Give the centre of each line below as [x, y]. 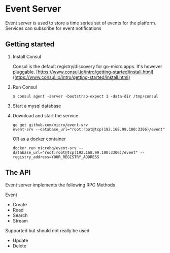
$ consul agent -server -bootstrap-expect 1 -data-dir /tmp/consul [85, 96]
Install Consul [27, 56]
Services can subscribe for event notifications [53, 28]
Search [20, 215]
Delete [20, 246]
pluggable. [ [25, 72]
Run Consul [25, 87]
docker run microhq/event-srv [45, 148]
